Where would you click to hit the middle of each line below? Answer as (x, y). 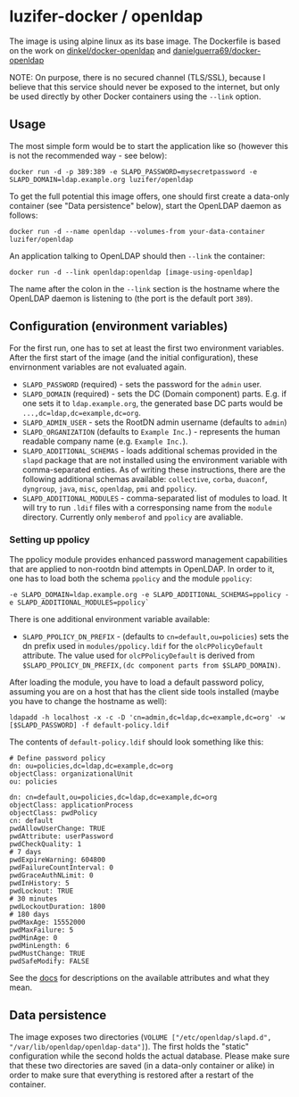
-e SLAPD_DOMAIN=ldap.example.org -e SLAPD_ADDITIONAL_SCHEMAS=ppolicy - (149, 594)
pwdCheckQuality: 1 (46, 844)
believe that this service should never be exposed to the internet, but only (145, 87)
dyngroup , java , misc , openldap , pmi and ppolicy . (109, 488)
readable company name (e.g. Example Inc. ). (105, 441)
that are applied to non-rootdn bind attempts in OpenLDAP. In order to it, (142, 569)
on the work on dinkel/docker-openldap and (90, 50)
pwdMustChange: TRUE (48, 953)
